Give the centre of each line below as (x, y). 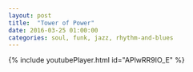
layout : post (30, 15)
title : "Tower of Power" (51, 23)
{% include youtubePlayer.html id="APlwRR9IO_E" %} (97, 60)
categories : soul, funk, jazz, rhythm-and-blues (91, 38)
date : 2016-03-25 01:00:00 (53, 30)
